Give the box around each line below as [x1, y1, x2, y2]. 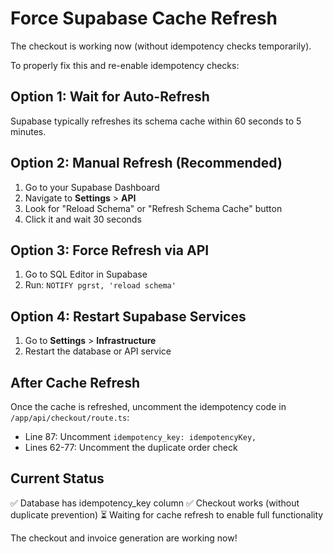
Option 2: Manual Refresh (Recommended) [10, 155, 283, 172]
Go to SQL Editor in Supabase [24, 268, 148, 281]
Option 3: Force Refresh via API [10, 242, 210, 259]
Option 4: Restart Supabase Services [10, 308, 247, 325]
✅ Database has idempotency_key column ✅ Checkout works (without [10, 497, 300, 509]
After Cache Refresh [10, 374, 140, 391]
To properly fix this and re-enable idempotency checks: [10, 59, 240, 71]
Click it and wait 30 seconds [24, 213, 142, 225]
